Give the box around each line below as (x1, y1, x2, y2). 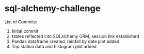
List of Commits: (4, 19, 37, 25)
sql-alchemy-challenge (4, 3, 101, 14)
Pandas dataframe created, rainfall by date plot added (11, 38, 120, 44)
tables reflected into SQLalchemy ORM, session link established (11, 33, 139, 39)
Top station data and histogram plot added (11, 43, 97, 49)
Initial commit (11, 28, 39, 34)
